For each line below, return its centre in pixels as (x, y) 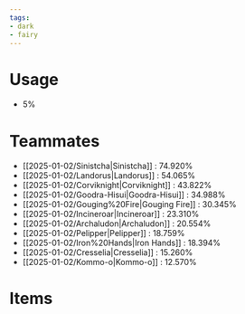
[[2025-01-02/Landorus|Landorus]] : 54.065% (109, 176)
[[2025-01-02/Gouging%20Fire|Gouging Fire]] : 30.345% (129, 205)
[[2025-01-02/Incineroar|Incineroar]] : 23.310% (111, 214)
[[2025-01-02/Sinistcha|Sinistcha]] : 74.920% (108, 166)
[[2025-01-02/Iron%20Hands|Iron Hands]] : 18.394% (122, 243)
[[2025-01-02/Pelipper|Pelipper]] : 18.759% (104, 233)
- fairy (24, 34)
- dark (22, 26)
